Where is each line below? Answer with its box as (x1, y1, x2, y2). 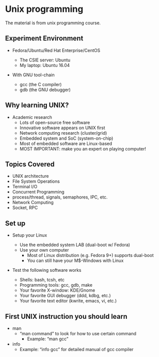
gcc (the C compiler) (19, 81, 62, 87)
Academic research (12, 114, 52, 120)
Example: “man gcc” (27, 336, 69, 342)
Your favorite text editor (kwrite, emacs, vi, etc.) (19, 298, 117, 304)
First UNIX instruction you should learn (5, 312, 127, 320)
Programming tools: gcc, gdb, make (19, 282, 93, 288)
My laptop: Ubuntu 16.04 (19, 62, 70, 68)
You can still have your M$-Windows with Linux (27, 257, 124, 263)
